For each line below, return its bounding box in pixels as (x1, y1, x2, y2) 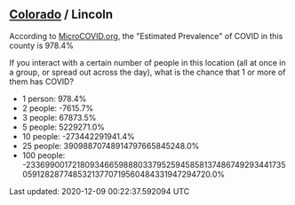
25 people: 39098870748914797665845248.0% (21, 140, 200, 151)
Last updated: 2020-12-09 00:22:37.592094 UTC (9, 185, 190, 196)
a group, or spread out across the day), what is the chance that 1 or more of (9, 67, 286, 77)
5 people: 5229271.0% (21, 122, 105, 132)
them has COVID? (9, 75, 74, 87)
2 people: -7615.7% (21, 102, 94, 114)
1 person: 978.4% (21, 93, 87, 104)
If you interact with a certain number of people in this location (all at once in (9, 57, 286, 67)
